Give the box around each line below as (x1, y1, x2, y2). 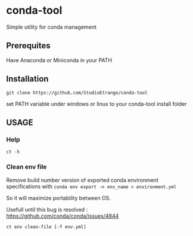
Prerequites (6, 41, 51, 51)
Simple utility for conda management (6, 23, 97, 30)
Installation (6, 74, 49, 84)
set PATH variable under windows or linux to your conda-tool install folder (6, 100, 188, 108)
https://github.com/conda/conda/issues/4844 (6, 212, 119, 219)
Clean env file (6, 163, 47, 171)
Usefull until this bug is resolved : (6, 206, 88, 213)
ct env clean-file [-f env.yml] (6, 223, 86, 230)
